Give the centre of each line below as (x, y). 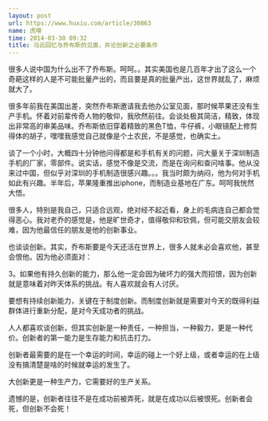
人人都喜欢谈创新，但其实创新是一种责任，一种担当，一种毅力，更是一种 (127, 328)
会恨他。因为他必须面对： (50, 257)
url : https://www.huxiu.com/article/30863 (80, 23)
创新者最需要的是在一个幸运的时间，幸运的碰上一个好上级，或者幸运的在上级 (134, 355)
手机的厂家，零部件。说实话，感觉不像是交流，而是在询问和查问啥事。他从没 (134, 163)
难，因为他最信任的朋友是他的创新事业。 (75, 230)
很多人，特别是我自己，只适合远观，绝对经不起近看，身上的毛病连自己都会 (130, 210)
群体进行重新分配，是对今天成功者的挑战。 (78, 311)
